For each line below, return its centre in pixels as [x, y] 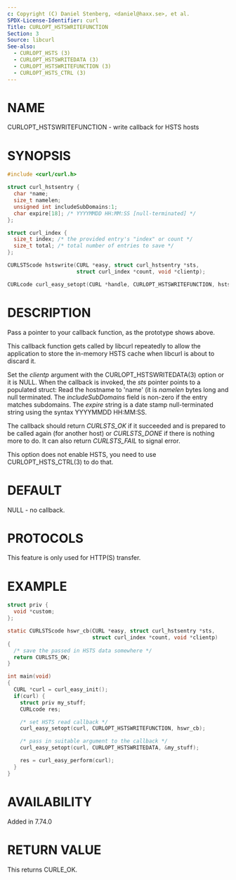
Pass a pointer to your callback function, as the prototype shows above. [111, 332]
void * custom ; [34, 612]
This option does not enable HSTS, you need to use [82, 454]
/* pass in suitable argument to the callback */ [94, 741]
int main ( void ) [29, 677]
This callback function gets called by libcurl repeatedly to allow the [104, 346]
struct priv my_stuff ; [53, 702]
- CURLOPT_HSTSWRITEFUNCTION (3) [63, 66]
